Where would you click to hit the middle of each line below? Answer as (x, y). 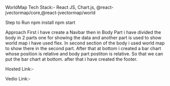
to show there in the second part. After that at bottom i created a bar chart (83, 48)
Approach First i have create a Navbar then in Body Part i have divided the (83, 32)
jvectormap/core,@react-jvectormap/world (50, 13)
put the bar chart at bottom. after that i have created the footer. (71, 59)
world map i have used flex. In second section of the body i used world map (85, 43)
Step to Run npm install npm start (40, 23)
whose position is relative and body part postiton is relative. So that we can (84, 54)
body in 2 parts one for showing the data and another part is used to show (83, 38)
